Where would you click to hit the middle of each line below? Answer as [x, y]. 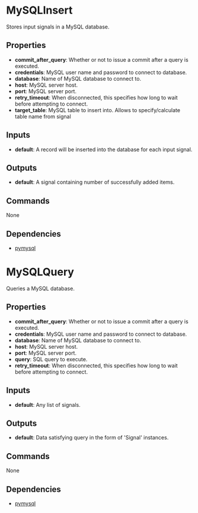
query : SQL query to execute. [51, 359]
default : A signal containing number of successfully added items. [95, 182]
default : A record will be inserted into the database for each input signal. [103, 149]
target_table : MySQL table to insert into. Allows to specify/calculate [98, 110]
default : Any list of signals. [48, 404]
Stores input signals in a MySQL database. [58, 27]
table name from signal [43, 116]
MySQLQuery [40, 272]
